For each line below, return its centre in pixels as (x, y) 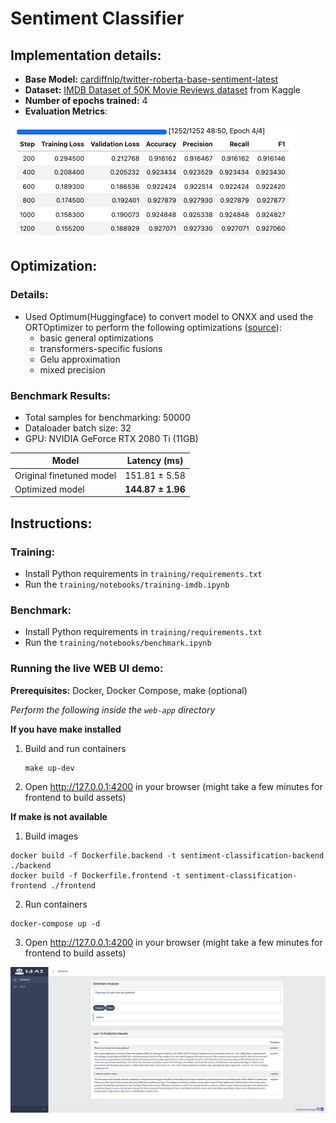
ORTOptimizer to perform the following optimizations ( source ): (153, 327)
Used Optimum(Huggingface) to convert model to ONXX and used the (169, 316)
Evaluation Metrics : (66, 111)
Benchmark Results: (61, 395)
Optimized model (49, 489)
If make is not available (59, 816)
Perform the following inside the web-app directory (113, 709)
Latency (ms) (155, 461)
